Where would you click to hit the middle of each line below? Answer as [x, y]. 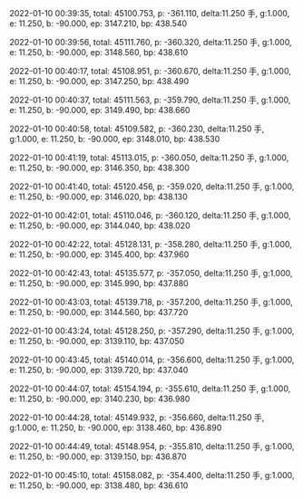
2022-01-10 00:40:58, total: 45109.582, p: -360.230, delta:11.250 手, [137, 129]
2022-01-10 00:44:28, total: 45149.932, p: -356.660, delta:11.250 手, [137, 418]
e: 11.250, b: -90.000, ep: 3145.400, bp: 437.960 [99, 255]
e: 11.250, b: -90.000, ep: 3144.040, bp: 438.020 [100, 226]
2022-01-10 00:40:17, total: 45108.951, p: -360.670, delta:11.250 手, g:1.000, [151, 71]
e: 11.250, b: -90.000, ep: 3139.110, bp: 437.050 [97, 341]
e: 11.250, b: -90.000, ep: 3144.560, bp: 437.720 [99, 312]
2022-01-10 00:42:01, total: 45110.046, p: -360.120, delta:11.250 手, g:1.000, [150, 215]
